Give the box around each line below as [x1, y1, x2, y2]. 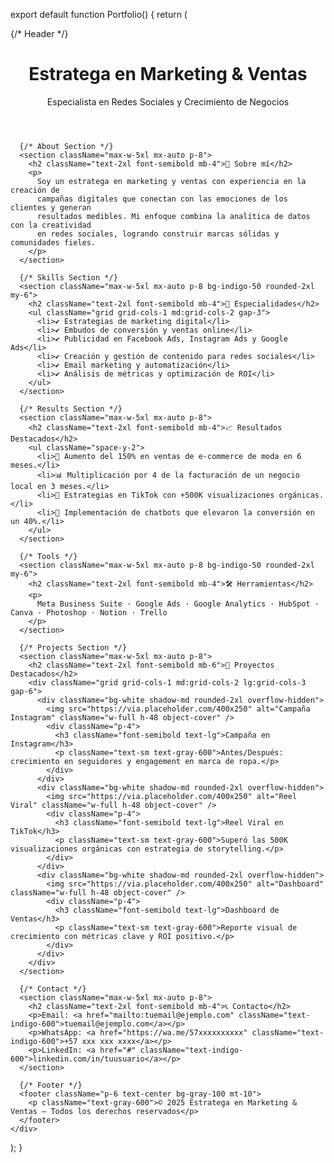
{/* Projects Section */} [19, 642, 128, 653]
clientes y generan [10, 202, 92, 213]
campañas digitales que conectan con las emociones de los [36, 194, 288, 204]
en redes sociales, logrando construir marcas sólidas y [36, 229, 280, 239]
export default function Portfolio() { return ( [10, 9, 188, 20]
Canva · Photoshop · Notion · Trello [10, 607, 168, 618]
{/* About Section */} [19, 141, 114, 151]
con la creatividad [10, 220, 92, 230]
